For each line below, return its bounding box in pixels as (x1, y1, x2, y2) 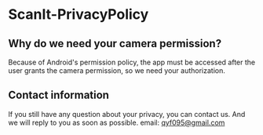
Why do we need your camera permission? (8, 37, 222, 50)
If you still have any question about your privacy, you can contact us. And (8, 109, 246, 119)
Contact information (8, 89, 110, 102)
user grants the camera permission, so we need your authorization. (8, 66, 225, 75)
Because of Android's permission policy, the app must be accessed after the (8, 57, 256, 67)
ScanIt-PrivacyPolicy (8, 5, 149, 24)
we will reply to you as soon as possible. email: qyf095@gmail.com (8, 118, 225, 127)
